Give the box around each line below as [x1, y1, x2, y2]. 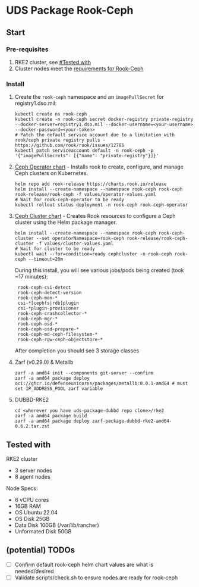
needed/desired [14, 567, 55, 574]
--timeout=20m [28, 257, 64, 263]
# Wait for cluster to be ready [14, 246, 95, 252]
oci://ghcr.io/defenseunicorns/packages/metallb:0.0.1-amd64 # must [14, 380, 188, 387]
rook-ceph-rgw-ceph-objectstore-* [17, 337, 103, 343]
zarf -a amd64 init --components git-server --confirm [14, 370, 154, 376]
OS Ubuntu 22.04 [14, 508, 58, 516]
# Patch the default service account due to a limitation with [14, 132, 175, 138]
